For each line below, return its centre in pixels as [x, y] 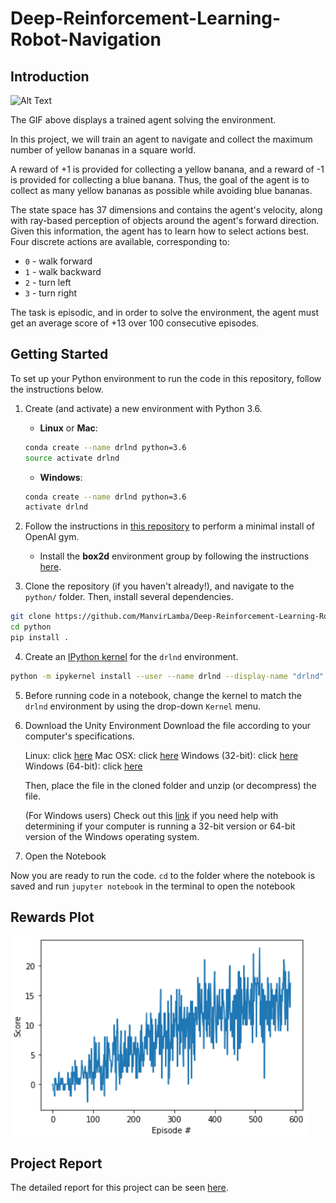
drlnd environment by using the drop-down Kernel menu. [143, 706]
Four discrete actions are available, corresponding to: [120, 241]
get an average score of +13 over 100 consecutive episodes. [135, 323]
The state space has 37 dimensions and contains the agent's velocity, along [166, 210]
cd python [31, 627]
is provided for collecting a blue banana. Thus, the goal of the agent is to [160, 180]
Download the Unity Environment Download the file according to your [168, 725]
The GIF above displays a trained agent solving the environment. [143, 120]
